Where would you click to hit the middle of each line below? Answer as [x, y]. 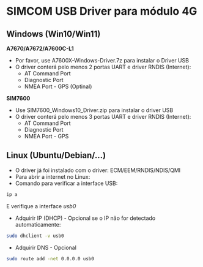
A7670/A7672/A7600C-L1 [40, 48]
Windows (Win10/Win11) [54, 34]
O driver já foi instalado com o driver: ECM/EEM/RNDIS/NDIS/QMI [98, 170]
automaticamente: [38, 224]
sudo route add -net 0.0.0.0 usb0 [50, 258]
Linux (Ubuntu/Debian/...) [56, 155]
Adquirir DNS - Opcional [46, 247]
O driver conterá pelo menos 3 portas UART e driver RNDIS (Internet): [103, 117]
